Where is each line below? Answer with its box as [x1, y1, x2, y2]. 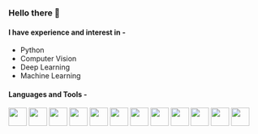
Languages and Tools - [8, 89, 88, 99]
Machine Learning [19, 71, 81, 81]
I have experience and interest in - [8, 27, 126, 37]
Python [19, 45, 45, 55]
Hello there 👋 [8, 7, 61, 19]
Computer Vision [19, 54, 77, 64]
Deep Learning [19, 62, 71, 72]
